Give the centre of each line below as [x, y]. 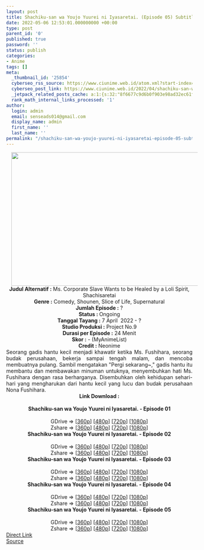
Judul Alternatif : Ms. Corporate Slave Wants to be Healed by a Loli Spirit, [99, 289]
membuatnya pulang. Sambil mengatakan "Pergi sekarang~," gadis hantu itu [99, 364]
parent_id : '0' [25, 34]
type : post [20, 28]
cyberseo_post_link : [37, 89]
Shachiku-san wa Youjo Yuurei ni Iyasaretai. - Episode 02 [99, 434]
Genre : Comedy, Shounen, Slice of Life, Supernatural [99, 301]
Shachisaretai [99, 295]
